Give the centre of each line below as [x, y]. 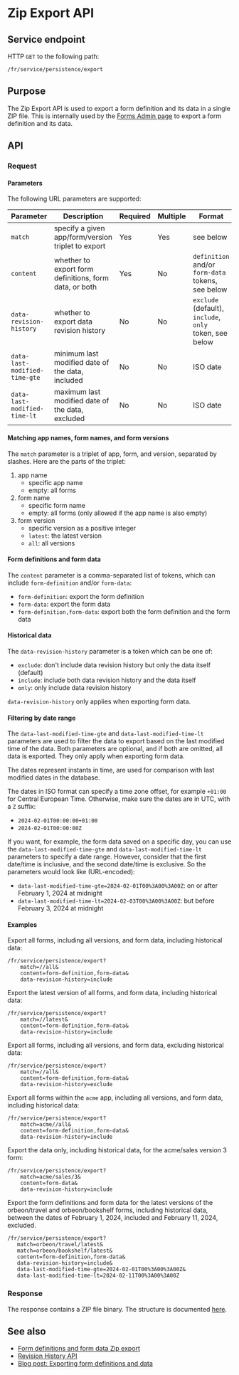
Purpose [27, 91]
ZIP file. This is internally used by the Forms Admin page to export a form [115, 116]
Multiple [172, 216]
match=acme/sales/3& [51, 1177]
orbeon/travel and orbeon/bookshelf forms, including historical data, [108, 1210]
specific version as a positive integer [82, 528]
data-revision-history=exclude [67, 1085]
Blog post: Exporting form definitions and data [85, 1364]
